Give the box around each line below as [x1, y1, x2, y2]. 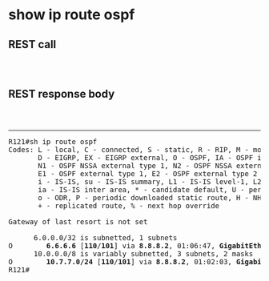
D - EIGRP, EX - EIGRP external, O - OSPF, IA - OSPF [38, 153, 254, 162]
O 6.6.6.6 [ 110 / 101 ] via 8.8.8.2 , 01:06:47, [8, 241, 216, 250]
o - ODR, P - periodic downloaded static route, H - [38, 193, 250, 202]
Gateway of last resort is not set [8, 217, 148, 226]
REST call [8, 38, 57, 51]
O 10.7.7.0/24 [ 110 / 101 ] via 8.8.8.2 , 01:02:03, [8, 257, 232, 266]
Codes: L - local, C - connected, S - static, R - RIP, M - [8, 145, 250, 154]
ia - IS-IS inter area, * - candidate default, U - [38, 185, 246, 194]
